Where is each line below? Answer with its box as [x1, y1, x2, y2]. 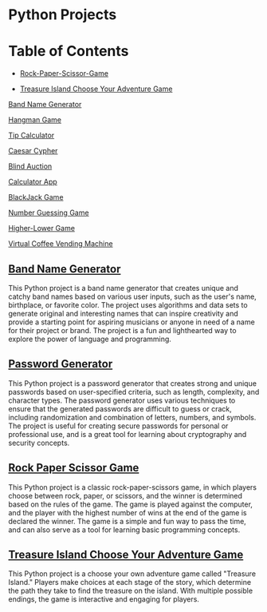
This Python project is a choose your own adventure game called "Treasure [8, 569, 257, 578]
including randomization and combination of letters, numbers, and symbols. [8, 412, 257, 422]
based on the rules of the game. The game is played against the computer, [8, 499, 253, 509]
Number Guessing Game [8, 208, 89, 217]
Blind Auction [8, 161, 53, 171]
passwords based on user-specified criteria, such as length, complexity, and [8, 387, 260, 396]
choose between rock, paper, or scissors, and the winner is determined [8, 491, 243, 500]
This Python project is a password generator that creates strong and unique [8, 378, 257, 388]
